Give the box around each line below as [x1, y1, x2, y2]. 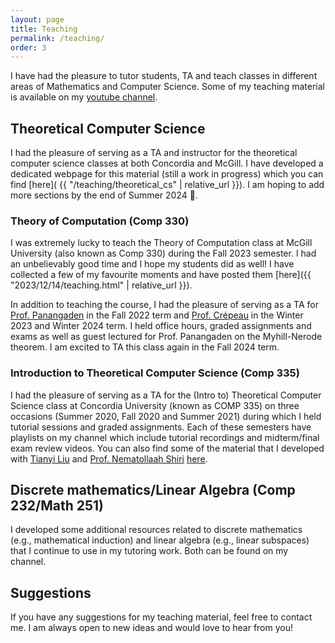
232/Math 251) [10, 497, 104, 515]
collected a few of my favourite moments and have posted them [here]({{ [10, 269, 312, 281]
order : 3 [10, 42, 47, 53]
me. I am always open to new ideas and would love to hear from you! [10, 622, 294, 634]
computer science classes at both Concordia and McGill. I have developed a [10, 157, 324, 170]
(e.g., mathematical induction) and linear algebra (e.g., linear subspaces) [10, 534, 310, 546]
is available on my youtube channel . [10, 91, 158, 103]
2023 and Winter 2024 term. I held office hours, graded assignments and [10, 320, 312, 332]
